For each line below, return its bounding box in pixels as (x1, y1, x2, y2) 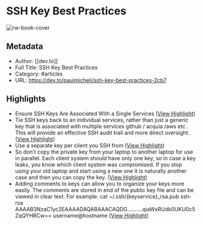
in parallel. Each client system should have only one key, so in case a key (14, 154, 196, 161)
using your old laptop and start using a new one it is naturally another (14, 167, 187, 175)
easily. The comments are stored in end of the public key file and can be (14, 186, 194, 193)
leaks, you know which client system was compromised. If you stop (14, 161, 182, 168)
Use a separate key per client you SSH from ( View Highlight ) (14, 142, 165, 149)
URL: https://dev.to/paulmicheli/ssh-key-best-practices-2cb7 (14, 76, 167, 83)
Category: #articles (14, 70, 63, 77)
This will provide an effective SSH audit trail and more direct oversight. (14, 129, 190, 136)
